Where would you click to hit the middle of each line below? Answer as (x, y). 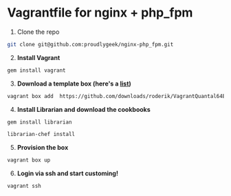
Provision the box (43, 148)
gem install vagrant (37, 70)
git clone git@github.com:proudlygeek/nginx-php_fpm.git (90, 44)
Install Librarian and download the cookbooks (84, 109)
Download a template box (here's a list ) (74, 84)
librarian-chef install (41, 135)
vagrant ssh (24, 186)
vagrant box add (30, 96)
